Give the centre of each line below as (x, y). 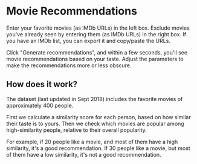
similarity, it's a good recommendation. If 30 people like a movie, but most (98, 148)
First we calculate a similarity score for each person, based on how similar (99, 117)
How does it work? (42, 84)
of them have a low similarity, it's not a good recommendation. (84, 154)
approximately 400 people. (40, 105)
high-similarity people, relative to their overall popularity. (76, 130)
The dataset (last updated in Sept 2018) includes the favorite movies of (95, 99)
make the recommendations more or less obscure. (69, 65)
